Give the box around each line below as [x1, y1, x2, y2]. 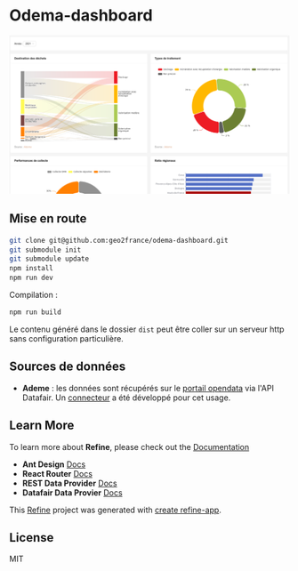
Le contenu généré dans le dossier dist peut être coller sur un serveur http [9, 324, 285, 334]
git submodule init [9, 245, 82, 254]
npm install [9, 264, 53, 273]
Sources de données [9, 359, 126, 374]
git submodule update [9, 254, 90, 263]
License [9, 530, 54, 545]
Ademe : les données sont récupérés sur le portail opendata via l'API [21, 382, 274, 393]
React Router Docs [21, 468, 93, 479]
